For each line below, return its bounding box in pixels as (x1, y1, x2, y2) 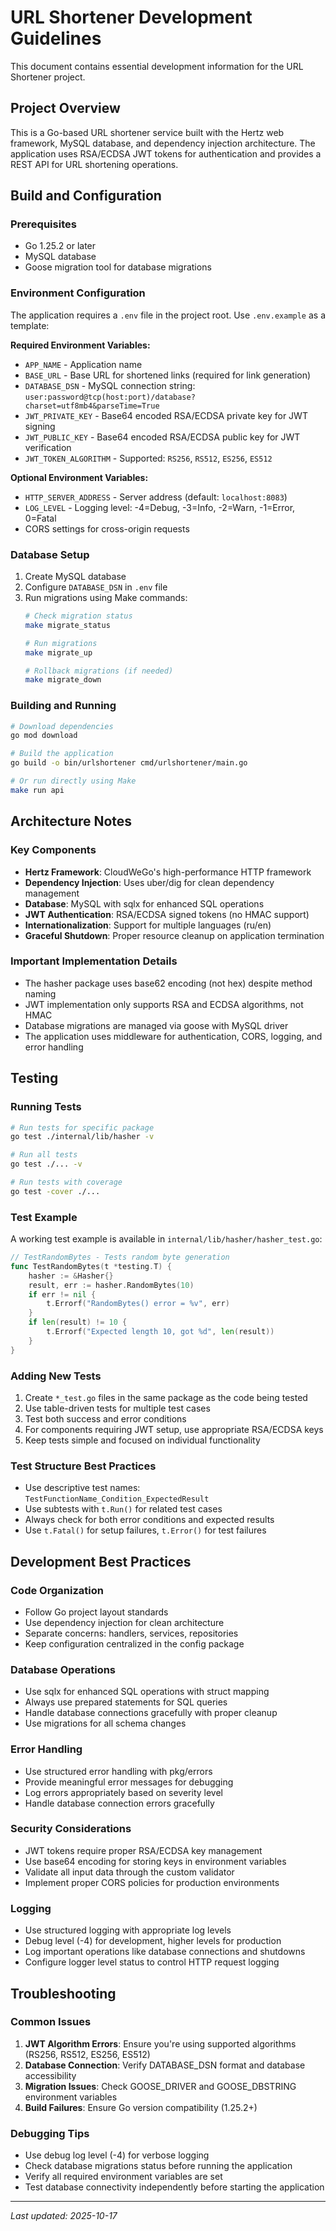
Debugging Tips (10, 2126, 90, 2140)
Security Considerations (10, 1822, 132, 1836)
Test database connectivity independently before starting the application (24, 2181, 325, 2193)
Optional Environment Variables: (10, 471, 149, 483)
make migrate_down (24, 675, 102, 685)
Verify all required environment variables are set (24, 2171, 223, 2183)
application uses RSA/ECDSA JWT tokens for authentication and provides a (10, 147, 322, 160)
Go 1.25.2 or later (24, 240, 97, 252)
